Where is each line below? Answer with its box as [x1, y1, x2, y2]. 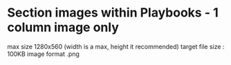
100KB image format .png [7, 50, 80, 58]
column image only [7, 19, 120, 35]
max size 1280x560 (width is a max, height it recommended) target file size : [7, 42, 225, 50]
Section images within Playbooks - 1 [7, 5, 219, 21]
